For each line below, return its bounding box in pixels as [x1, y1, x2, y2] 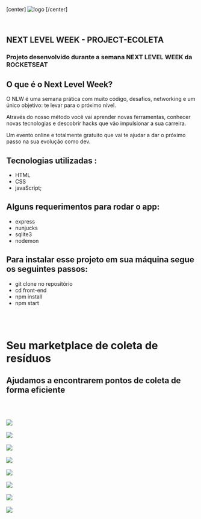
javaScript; [14, 184, 42, 192]
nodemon [14, 237, 39, 244]
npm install [14, 293, 43, 300]
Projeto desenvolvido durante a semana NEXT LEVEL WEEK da [6, 53, 193, 62]
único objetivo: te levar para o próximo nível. [6, 102, 116, 109]
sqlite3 [14, 230, 32, 238]
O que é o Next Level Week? [6, 79, 113, 89]
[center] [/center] [6, 6, 68, 13]
